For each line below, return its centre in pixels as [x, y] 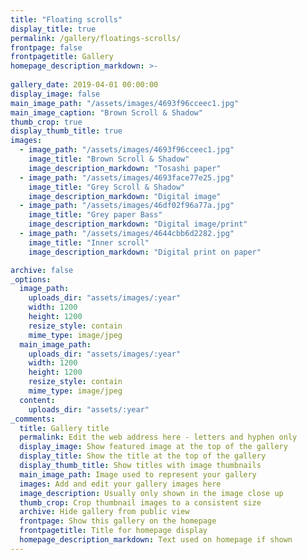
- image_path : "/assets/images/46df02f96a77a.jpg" [127, 206]
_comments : [33, 419]
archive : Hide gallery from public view [104, 512]
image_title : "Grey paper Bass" [95, 215]
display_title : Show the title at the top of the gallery [143, 456]
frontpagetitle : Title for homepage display [113, 531]
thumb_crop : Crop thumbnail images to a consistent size [140, 502]
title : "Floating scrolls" [66, 19]
